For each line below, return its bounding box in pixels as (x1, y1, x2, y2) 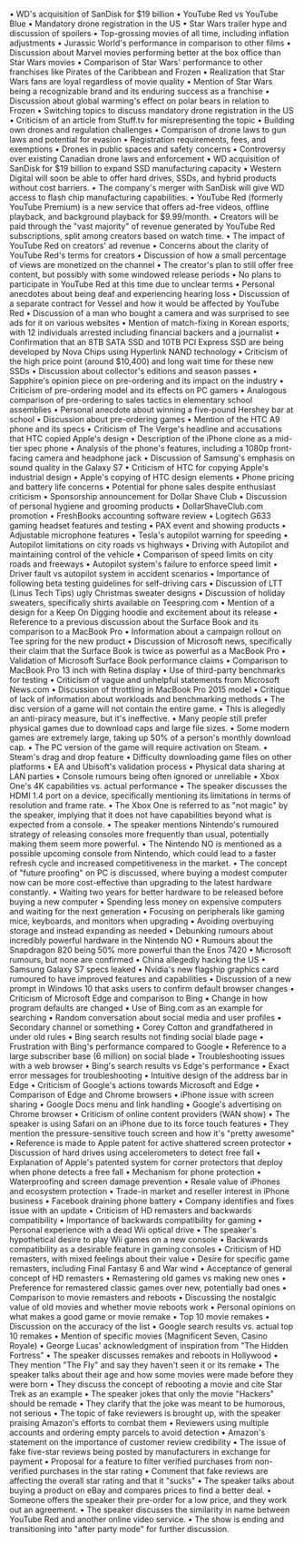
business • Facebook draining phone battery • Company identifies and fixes (9, 1195, 295, 1206)
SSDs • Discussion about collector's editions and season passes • (9, 366, 258, 376)
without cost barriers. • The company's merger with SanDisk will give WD (9, 183, 285, 193)
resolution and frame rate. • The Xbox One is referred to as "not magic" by (9, 800, 289, 810)
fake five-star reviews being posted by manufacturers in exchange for (9, 1447, 271, 1457)
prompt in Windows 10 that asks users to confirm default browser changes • (9, 984, 295, 994)
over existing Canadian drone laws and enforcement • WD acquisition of (9, 153, 280, 163)
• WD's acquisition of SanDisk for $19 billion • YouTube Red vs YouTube (9, 9, 279, 19)
